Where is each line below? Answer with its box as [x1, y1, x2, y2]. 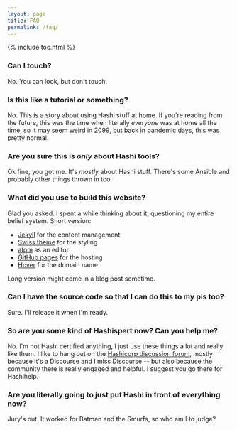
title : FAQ [7, 17, 40, 24]
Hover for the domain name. [17, 260, 100, 269]
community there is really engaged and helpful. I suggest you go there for [7, 365, 223, 373]
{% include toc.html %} [7, 43, 76, 52]
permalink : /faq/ [7, 23, 59, 31]
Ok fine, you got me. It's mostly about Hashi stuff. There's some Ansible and [7, 168, 231, 176]
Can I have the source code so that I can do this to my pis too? [7, 292, 225, 302]
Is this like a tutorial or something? [7, 95, 129, 104]
